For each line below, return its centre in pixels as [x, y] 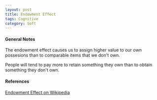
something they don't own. [32, 70]
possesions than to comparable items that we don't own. [63, 55]
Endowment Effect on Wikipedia [37, 92]
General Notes [20, 39]
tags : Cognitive [22, 19]
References [17, 81]
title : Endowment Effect [31, 14]
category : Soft [21, 23]
